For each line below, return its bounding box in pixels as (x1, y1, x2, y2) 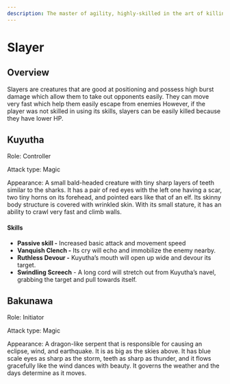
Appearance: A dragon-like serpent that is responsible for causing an (7, 340, 203, 348)
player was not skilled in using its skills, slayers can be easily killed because (7, 107, 221, 115)
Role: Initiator (7, 313, 44, 322)
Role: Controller (7, 152, 51, 160)
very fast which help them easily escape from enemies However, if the (7, 99, 205, 108)
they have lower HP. (7, 114, 64, 122)
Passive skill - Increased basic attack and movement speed (16, 239, 186, 247)
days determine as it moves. (7, 369, 87, 377)
